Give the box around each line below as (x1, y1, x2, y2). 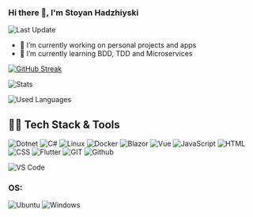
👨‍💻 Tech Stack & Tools (8, 118, 120, 131)
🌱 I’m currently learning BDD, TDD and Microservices (19, 49, 193, 59)
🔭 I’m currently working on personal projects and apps (19, 40, 197, 50)
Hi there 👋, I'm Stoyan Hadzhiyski (8, 7, 139, 18)
